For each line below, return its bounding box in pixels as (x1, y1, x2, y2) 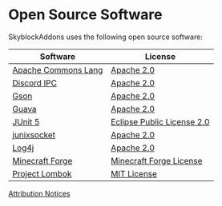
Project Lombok (12, 168, 72, 179)
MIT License (111, 168, 158, 179)
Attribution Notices (8, 188, 71, 198)
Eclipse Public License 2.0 (111, 116, 210, 127)
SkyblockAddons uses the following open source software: (8, 32, 203, 42)
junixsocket (12, 129, 56, 141)
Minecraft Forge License (111, 155, 203, 166)
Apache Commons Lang (12, 64, 103, 75)
